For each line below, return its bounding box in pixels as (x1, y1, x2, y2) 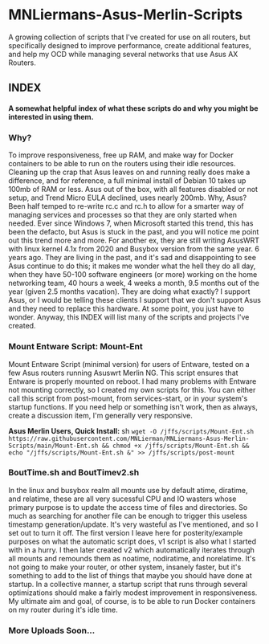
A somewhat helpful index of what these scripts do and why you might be (8, 103, 259, 113)
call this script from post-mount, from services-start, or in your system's (8, 393, 248, 403)
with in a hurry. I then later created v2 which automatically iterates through (8, 544, 255, 555)
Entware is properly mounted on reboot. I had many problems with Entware (8, 376, 257, 386)
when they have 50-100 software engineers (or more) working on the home (8, 270, 258, 279)
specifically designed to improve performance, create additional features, (8, 40, 251, 50)
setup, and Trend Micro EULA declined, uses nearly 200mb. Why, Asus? (8, 193, 247, 202)
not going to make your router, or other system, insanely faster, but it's (8, 562, 242, 572)
